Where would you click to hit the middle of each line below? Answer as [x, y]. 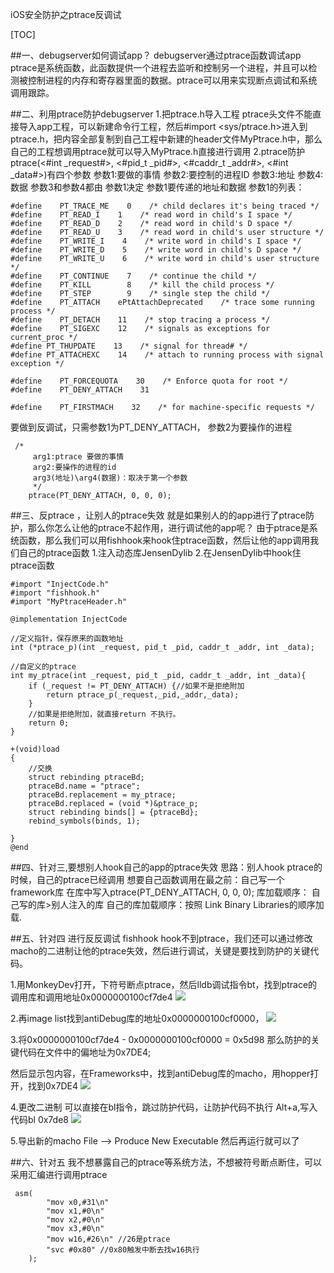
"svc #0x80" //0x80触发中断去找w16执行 [123, 1250]
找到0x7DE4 [52, 1086]
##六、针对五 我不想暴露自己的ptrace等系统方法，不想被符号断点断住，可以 [166, 1162]
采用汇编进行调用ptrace [59, 1174]
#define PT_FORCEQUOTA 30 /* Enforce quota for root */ [149, 381]
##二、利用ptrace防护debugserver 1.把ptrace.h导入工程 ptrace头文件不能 [161, 114]
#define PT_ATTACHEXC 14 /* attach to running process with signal [167, 355]
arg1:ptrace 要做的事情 [78, 457]
